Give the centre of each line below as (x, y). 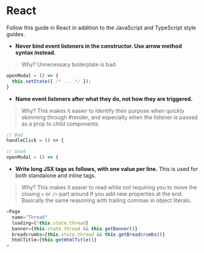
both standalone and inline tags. (56, 176)
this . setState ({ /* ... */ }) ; (52, 81)
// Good (16, 152)
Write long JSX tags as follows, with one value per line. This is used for (107, 169)
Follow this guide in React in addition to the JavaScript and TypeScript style (101, 28)
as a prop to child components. (60, 124)
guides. (16, 34)
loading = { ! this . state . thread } (50, 223)
